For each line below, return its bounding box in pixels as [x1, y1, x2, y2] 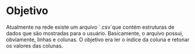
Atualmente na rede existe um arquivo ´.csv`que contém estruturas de [6, 23, 175, 31]
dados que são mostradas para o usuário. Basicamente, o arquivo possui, [6, 29, 183, 36]
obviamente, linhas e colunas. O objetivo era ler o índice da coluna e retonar [6, 36, 190, 43]
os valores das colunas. [6, 42, 63, 49]
